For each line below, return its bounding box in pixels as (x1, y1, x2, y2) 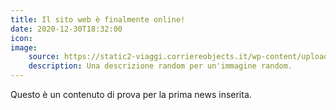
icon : (10, 33, 33, 43)
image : (10, 42, 38, 53)
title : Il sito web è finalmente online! (10, 14, 186, 25)
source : (28, 52, 60, 62)
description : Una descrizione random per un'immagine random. (28, 61, 293, 71)
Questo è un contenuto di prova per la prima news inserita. (10, 89, 252, 100)
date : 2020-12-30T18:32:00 (10, 24, 123, 34)
